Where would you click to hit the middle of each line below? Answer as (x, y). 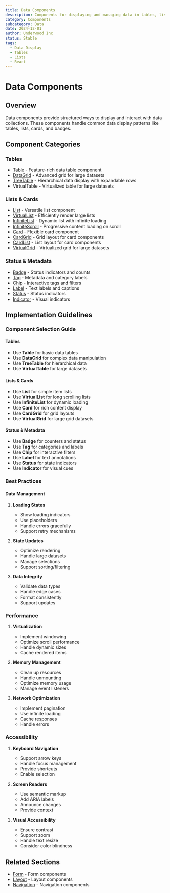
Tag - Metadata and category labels (50, 277)
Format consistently (41, 597)
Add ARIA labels (37, 799)
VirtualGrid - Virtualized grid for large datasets (61, 248)
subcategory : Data (25, 24)
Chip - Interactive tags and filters (47, 283)
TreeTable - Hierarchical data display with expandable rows (74, 180)
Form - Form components (39, 874)
